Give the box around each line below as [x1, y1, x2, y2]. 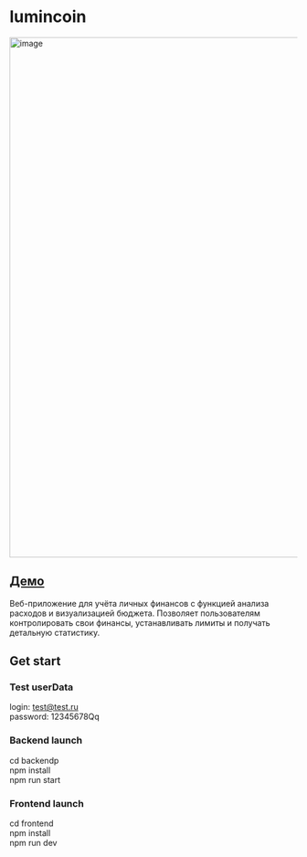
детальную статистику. [9, 627, 101, 638]
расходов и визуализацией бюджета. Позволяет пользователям [9, 608, 260, 619]
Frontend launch [9, 797, 84, 809]
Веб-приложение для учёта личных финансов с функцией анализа [9, 598, 270, 608]
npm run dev [9, 838, 58, 849]
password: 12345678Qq [9, 711, 101, 723]
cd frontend [9, 818, 54, 829]
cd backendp [9, 755, 59, 766]
